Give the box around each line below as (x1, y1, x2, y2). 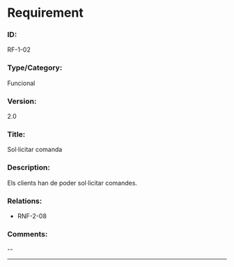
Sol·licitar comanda (7, 145, 63, 154)
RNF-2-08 (17, 211, 47, 220)
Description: (7, 162, 50, 172)
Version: (7, 96, 37, 106)
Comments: (7, 229, 48, 238)
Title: (7, 130, 26, 139)
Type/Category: (7, 63, 63, 73)
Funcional (7, 79, 36, 87)
